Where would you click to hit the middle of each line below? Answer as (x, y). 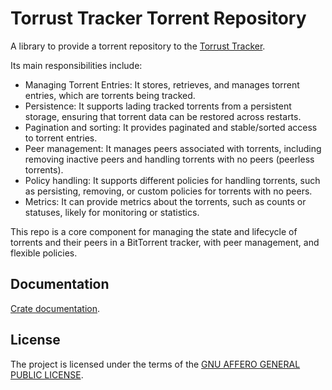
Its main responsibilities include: (76, 65)
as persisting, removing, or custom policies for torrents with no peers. (168, 191)
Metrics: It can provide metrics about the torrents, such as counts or (165, 201)
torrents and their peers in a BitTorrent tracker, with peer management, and (165, 242)
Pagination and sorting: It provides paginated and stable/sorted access (171, 127)
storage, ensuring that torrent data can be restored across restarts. (163, 116)
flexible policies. (44, 253)
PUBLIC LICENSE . (47, 374)
